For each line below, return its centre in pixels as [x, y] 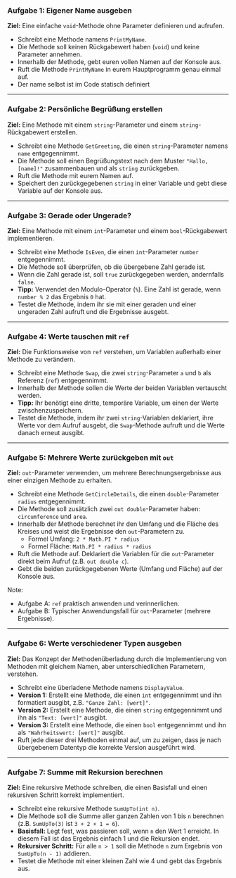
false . [26, 282]
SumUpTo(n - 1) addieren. [54, 853]
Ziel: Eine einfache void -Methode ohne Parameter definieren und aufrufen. [116, 26]
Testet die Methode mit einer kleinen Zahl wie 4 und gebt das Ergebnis [120, 861]
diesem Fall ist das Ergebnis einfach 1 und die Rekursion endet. [109, 839]
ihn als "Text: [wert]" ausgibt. [62, 717]
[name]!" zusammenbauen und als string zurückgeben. [98, 168]
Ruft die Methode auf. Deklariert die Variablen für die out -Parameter [116, 554]
